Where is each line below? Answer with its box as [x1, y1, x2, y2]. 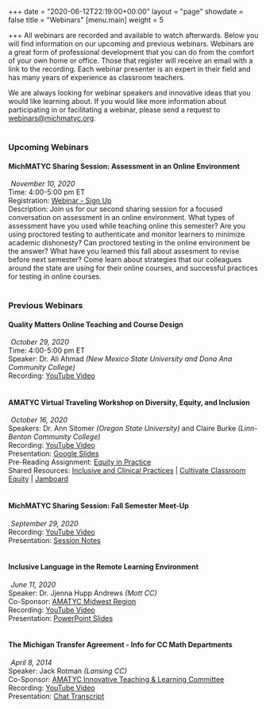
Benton [8, 432, 32, 441]
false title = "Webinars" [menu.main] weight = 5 [8, 15, 164, 25]
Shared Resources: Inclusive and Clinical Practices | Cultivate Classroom [8, 466, 246, 476]
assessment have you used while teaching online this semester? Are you [8, 222, 246, 231]
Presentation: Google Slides [8, 449, 99, 459]
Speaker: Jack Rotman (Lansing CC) [8, 666, 128, 676]
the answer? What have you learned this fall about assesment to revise [8, 246, 240, 256]
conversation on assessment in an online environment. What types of [8, 213, 235, 222]
